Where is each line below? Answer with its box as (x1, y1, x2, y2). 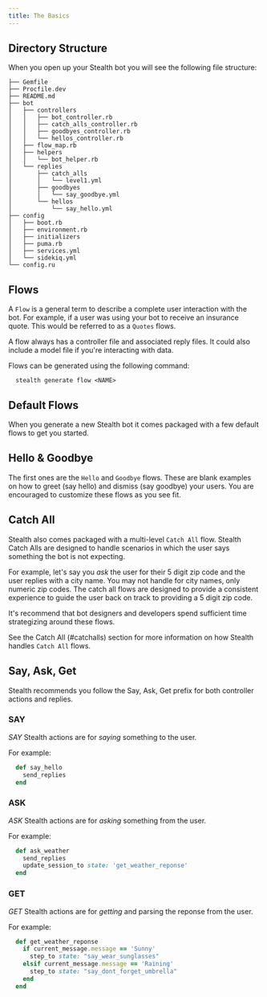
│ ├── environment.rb (8, 226, 88, 234)
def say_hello (15, 763, 63, 771)
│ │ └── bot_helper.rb (8, 156, 99, 164)
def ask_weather (15, 847, 70, 855)
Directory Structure (8, 42, 108, 55)
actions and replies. (8, 694, 74, 704)
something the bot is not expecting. (8, 551, 126, 561)
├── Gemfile (8, 78, 48, 87)
